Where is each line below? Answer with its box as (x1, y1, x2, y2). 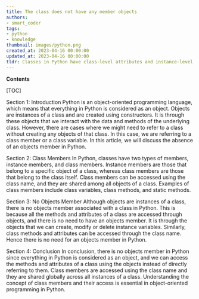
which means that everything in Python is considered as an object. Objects (6, 105, 190, 112)
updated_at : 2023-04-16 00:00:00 (6, 53, 89, 59)
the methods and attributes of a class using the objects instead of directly (6, 260, 187, 267)
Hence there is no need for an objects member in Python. (6, 236, 147, 243)
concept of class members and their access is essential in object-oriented (6, 279, 188, 286)
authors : (6, 14, 28, 20)
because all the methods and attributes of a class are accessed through (6, 210, 183, 218)
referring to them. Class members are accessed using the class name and (6, 267, 188, 274)
